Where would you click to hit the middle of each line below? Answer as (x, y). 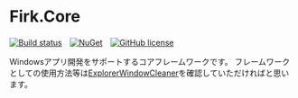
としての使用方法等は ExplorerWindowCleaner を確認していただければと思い (149, 73)
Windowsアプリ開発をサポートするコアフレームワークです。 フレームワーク (150, 61)
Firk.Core (45, 17)
